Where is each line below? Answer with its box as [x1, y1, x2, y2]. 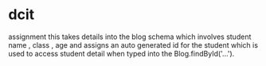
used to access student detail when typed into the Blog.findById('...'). [8, 49, 235, 58]
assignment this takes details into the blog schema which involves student [8, 32, 252, 41]
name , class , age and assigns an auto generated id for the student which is [8, 40, 259, 49]
